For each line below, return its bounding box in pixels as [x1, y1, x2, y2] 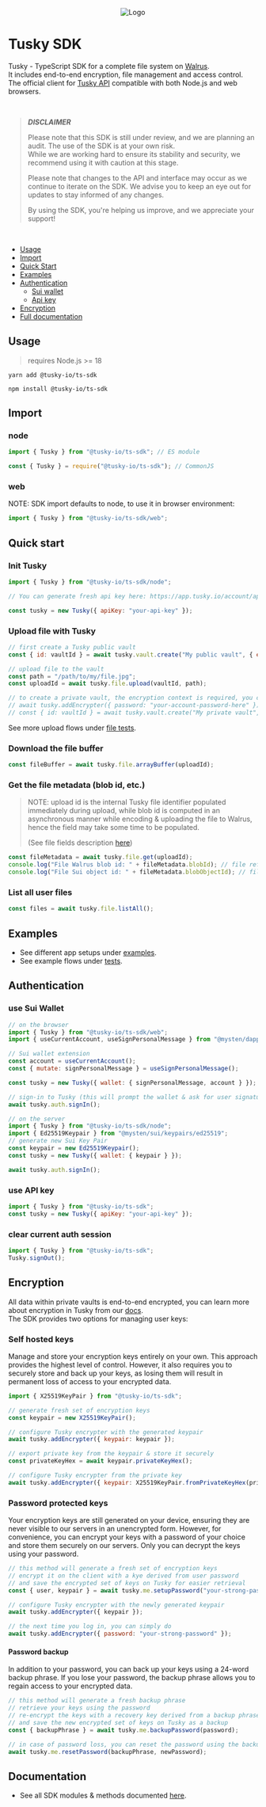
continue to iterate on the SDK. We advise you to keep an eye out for [27, 181, 252, 191]
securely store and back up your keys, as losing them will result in [8, 1368, 223, 1378]
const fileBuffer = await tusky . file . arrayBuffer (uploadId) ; [8, 761, 215, 769]
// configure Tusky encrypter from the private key [8, 1471, 182, 1480]
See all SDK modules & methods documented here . [19, 1790, 187, 1801]
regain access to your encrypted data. [8, 1681, 133, 1691]
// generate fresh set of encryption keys [8, 1406, 150, 1414]
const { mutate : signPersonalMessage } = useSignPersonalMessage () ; [8, 1065, 239, 1073]
